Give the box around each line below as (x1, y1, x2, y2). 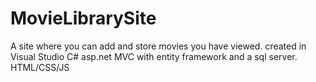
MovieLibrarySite (10, 7, 157, 30)
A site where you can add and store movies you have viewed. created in (10, 40, 307, 52)
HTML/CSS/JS (10, 61, 70, 73)
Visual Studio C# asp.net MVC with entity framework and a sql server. (10, 50, 298, 62)
